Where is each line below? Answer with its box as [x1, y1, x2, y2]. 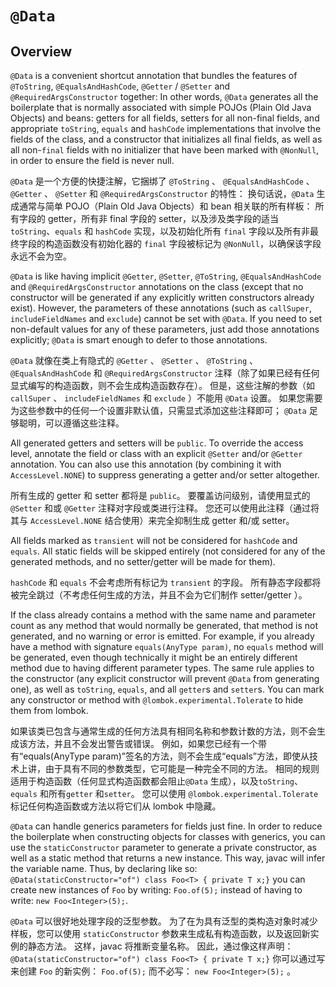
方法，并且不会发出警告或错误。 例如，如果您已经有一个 [27, 738, 258, 749]
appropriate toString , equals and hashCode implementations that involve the [10, 123, 322, 134]
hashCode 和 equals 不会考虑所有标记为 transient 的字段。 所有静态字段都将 [10, 577, 322, 588]
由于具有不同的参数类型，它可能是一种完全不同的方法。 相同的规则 [44, 763, 320, 774]
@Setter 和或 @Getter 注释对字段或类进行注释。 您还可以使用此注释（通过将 [10, 502, 320, 514]
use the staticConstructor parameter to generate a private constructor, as [10, 842, 317, 853]
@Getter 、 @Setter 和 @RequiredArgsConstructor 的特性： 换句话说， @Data [10, 188, 315, 199]
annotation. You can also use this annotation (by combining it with [10, 458, 282, 470]
